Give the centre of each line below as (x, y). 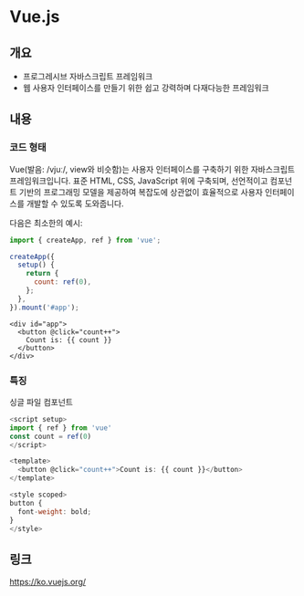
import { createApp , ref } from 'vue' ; (85, 240)
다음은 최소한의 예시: (46, 223)
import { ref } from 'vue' (61, 428)
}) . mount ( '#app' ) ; (44, 308)
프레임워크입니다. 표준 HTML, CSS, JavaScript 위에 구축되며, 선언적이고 (139, 181)
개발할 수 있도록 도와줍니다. (75, 204)
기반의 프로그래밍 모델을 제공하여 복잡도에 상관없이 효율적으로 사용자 (141, 192)
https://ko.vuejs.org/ (48, 582)
